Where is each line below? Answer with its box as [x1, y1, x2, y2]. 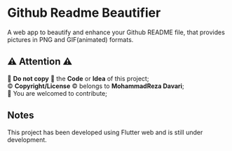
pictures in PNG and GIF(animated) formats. [7, 35, 134, 43]
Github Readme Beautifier [7, 5, 161, 21]
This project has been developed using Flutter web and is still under [7, 128, 203, 136]
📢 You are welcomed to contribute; [7, 89, 107, 97]
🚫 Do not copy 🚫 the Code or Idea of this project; [7, 74, 149, 82]
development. [7, 135, 47, 144]
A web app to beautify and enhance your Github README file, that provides [7, 28, 226, 36]
